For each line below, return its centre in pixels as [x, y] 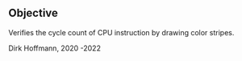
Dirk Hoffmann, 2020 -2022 [54, 48]
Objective [33, 13]
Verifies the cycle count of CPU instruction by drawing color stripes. [121, 32]
